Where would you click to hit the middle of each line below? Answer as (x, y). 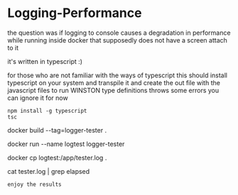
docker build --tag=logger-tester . (57, 130)
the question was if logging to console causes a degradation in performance (119, 33)
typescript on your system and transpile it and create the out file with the (114, 82)
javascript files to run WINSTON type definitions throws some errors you (113, 90)
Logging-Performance (75, 13)
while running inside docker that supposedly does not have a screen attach (117, 40)
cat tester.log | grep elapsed (49, 171)
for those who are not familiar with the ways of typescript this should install (118, 75)
